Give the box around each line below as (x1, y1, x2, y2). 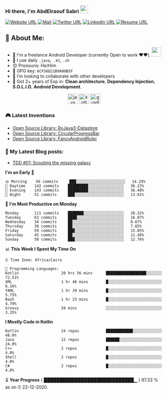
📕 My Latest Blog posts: (5, 148, 64, 155)
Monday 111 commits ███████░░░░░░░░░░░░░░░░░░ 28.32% (5, 210, 144, 215)
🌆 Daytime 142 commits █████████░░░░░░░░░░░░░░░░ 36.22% (5, 183, 144, 188)
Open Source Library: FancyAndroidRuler (12, 135, 97, 142)
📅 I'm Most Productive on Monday (5, 200, 77, 207)
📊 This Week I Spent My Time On (5, 245, 76, 252)
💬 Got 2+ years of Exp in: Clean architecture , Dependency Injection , (12, 78, 155, 84)
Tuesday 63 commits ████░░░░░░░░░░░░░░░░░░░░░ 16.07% (5, 215, 144, 220)
